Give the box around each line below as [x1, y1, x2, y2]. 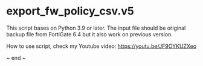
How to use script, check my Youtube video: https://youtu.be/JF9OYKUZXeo [6, 42, 197, 50]
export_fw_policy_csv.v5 [6, 4, 134, 18]
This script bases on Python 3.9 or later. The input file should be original [6, 24, 186, 31]
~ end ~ [6, 54, 26, 61]
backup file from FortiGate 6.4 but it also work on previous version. [6, 30, 173, 38]
